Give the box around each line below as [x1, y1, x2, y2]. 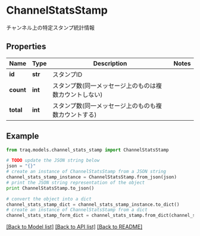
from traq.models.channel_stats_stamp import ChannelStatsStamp [6, 147, 169, 153]
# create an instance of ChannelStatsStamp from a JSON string [6, 169, 167, 175]
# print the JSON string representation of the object [6, 180, 145, 185]
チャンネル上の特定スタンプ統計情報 [6, 24, 95, 31]
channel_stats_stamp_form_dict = [6, 212, 89, 219]
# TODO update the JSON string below [6, 158, 100, 163]
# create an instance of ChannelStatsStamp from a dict [6, 207, 148, 213]
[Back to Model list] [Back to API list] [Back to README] [6, 224, 143, 231]
